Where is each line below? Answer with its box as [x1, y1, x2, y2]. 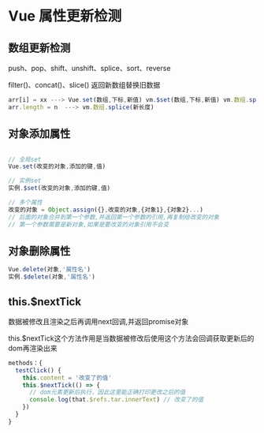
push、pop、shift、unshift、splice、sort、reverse [8, 64, 171, 73]
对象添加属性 [8, 127, 71, 140]
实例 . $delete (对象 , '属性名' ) [8, 273, 96, 281]
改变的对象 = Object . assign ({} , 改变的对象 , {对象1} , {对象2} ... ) [8, 206, 203, 214]
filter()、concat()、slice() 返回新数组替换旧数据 [8, 80, 161, 89]
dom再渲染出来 [8, 343, 58, 353]
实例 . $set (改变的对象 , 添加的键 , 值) [8, 185, 111, 192]
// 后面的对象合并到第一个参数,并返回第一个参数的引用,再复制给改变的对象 [8, 213, 220, 221]
